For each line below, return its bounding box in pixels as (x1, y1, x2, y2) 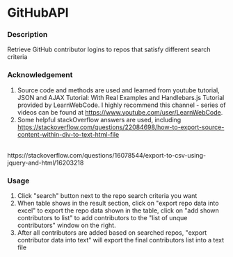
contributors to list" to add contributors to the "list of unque (17, 214, 188, 222)
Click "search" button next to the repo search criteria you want (17, 192, 198, 200)
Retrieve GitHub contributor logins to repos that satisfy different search (7, 45, 211, 53)
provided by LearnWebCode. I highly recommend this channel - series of (17, 101, 226, 109)
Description (7, 30, 48, 40)
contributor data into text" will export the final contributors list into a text (17, 236, 225, 244)
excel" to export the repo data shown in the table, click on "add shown (17, 206, 219, 215)
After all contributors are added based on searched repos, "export (17, 229, 207, 237)
